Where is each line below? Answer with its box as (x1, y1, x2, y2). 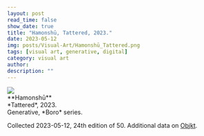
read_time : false (7, 16, 57, 23)
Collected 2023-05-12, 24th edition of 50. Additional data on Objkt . (7, 121, 198, 129)
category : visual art (7, 55, 70, 62)
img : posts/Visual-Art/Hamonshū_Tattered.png (7, 42, 140, 49)
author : (7, 61, 30, 68)
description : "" (7, 67, 54, 74)
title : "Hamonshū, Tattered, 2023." (7, 29, 112, 36)
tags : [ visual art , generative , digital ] (7, 49, 128, 56)
